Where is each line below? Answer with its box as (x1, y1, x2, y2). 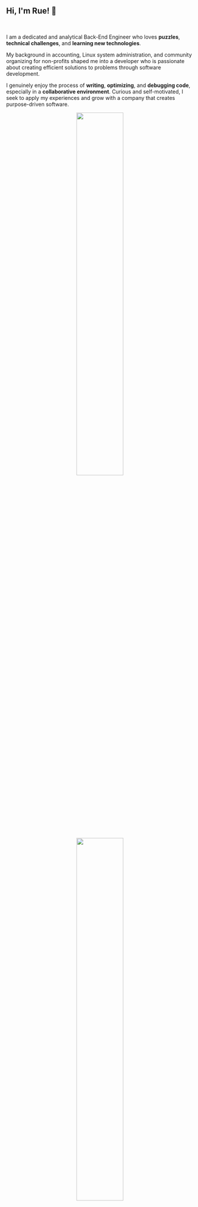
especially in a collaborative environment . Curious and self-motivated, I (6, 87, 183, 95)
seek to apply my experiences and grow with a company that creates (6, 94, 175, 101)
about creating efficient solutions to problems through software (6, 64, 162, 71)
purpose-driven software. (6, 101, 70, 108)
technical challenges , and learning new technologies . (6, 39, 142, 46)
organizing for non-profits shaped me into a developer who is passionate (6, 57, 185, 64)
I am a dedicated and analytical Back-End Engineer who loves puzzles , (6, 33, 180, 40)
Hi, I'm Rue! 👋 (6, 6, 57, 16)
